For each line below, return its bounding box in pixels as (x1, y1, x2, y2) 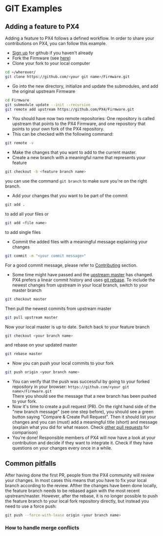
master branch (12, 287, 42, 293)
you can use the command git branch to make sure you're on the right (5, 178, 147, 184)
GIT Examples (5, 3, 62, 14)
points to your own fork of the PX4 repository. (12, 126, 104, 132)
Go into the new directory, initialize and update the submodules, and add (12, 83, 159, 89)
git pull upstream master (5, 315, 58, 320)
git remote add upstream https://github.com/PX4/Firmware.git (5, 107, 134, 112)
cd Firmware (5, 98, 29, 103)
